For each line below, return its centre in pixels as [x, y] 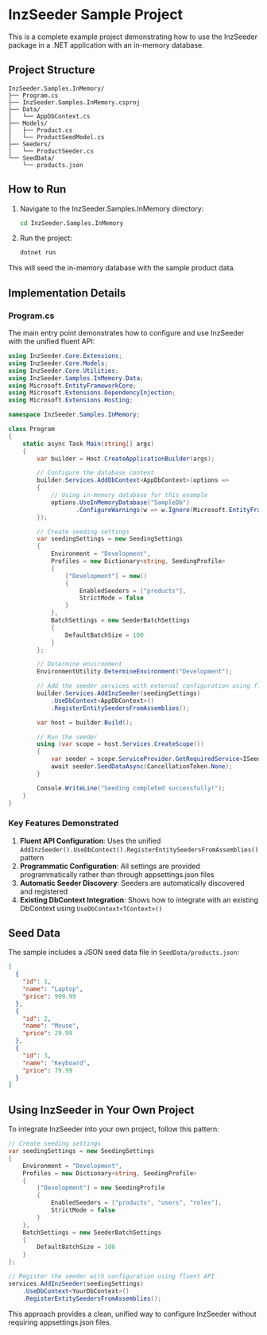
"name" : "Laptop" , [53, 989]
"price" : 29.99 [48, 1034]
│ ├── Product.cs [41, 130]
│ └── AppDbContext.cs [49, 116]
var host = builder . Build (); [85, 722]
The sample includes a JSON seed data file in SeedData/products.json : [124, 953]
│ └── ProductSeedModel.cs [56, 137]
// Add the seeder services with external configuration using [143, 686]
